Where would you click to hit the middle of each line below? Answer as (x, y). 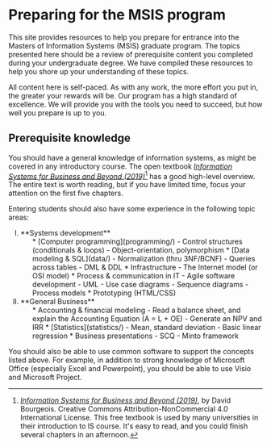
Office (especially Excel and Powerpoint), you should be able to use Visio (130, 369)
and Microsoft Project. (45, 378)
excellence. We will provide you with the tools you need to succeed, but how (135, 104)
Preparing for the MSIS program (117, 15)
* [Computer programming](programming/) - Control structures (138, 242)
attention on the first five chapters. (66, 193)
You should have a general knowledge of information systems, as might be (132, 157)
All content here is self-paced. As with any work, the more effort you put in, (133, 87)
